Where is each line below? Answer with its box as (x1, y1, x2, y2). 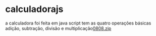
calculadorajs (5, 3, 64, 15)
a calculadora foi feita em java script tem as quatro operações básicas (5, 20, 151, 26)
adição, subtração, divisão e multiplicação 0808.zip (5, 25, 112, 31)
